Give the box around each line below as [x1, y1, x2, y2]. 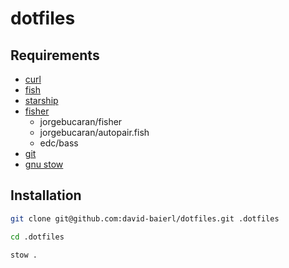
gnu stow [24, 158, 64, 170]
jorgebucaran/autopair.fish [39, 127, 150, 138]
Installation [10, 187, 82, 204]
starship [24, 95, 59, 106]
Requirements [10, 47, 100, 64]
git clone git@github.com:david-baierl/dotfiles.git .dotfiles [10, 213, 280, 224]
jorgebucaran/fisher [39, 116, 123, 127]
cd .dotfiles [10, 232, 65, 242]
